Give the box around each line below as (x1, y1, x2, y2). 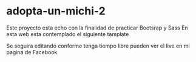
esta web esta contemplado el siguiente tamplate (6, 30, 129, 37)
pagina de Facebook (6, 48, 58, 55)
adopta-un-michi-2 (6, 4, 106, 18)
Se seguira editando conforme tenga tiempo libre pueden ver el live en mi (6, 42, 190, 49)
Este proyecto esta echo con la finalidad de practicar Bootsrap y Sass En (6, 24, 188, 31)
